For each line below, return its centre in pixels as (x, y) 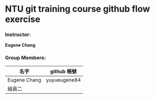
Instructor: (18, 35)
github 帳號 (63, 71)
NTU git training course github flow (77, 9)
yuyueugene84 (63, 80)
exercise (23, 19)
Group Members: (26, 58)
